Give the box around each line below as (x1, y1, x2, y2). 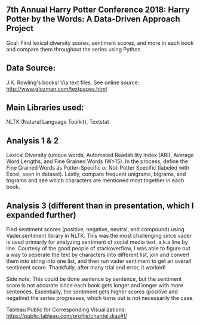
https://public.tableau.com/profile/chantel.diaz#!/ (6, 312, 127, 320)
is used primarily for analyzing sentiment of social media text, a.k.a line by (6, 238, 188, 246)
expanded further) (6, 210, 76, 220)
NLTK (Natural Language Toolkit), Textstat (6, 118, 109, 125)
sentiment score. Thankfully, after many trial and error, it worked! (6, 264, 166, 271)
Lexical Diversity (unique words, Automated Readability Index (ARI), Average (6, 152, 194, 159)
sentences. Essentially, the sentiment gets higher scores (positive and (6, 288, 178, 295)
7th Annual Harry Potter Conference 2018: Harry (6, 5, 190, 15)
